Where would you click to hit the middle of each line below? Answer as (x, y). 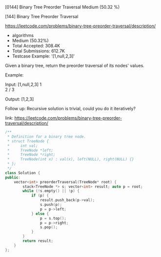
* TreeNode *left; (30, 150)
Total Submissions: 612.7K (38, 51)
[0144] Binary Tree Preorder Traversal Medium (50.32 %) (62, 7)
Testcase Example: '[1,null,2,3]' (43, 56)
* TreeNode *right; (31, 155)
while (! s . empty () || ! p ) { (51, 191)
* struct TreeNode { (28, 141)
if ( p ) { (40, 196)
